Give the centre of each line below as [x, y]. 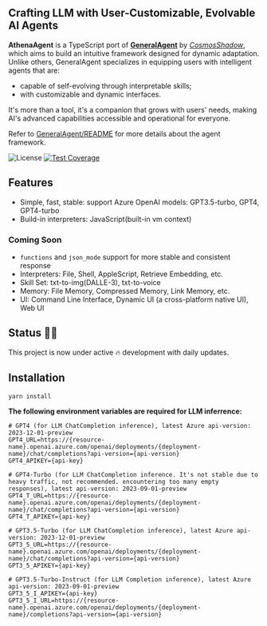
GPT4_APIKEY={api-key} [46, 461]
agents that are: [34, 70]
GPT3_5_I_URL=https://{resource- [64, 600]
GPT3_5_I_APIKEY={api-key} [53, 593]
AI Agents [33, 26]
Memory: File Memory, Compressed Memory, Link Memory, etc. [125, 291]
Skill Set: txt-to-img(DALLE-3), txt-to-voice [90, 282]
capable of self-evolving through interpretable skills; [106, 85]
